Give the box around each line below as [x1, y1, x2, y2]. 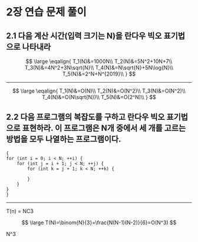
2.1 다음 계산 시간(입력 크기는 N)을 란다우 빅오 [6, 31, 162, 41]
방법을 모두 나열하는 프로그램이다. [6, 134, 121, 145]
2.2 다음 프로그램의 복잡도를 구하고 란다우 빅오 [6, 112, 165, 122]
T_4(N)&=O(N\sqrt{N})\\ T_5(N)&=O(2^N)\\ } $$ [42, 94, 156, 100]
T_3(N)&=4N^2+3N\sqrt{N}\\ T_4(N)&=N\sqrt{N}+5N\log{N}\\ [24, 64, 174, 71]
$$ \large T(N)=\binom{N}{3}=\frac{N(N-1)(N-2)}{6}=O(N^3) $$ [21, 219, 177, 226]
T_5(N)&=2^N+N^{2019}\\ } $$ [62, 70, 136, 77]
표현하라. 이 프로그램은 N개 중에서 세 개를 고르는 [22, 123, 186, 133]
